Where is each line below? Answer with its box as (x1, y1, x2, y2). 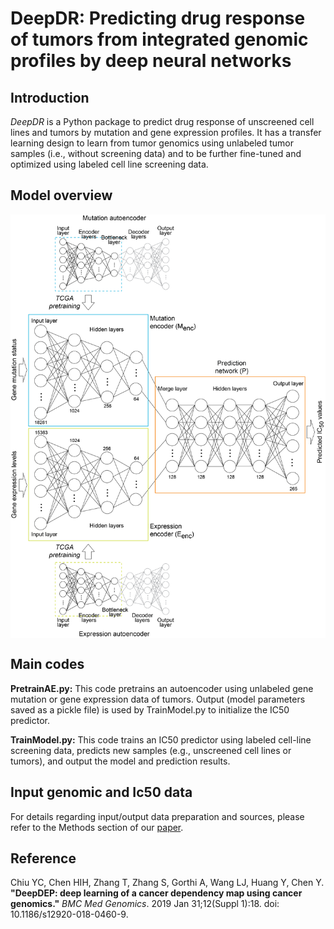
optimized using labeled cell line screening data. (10, 158, 209, 170)
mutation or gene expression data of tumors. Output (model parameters (10, 693, 306, 705)
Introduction (10, 89, 90, 106)
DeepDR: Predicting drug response (10, 7, 306, 30)
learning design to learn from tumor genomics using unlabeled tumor (10, 137, 295, 149)
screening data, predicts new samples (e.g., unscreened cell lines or (10, 744, 292, 756)
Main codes (10, 656, 85, 673)
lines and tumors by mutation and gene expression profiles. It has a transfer (10, 127, 322, 138)
